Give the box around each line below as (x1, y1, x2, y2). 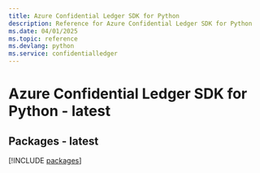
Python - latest (8, 102, 111, 120)
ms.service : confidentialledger (8, 50, 118, 58)
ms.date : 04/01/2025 (8, 27, 79, 35)
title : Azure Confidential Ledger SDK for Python (8, 11, 180, 20)
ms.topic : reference (8, 34, 79, 43)
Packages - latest (8, 134, 99, 148)
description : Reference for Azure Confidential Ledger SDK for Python (8, 19, 253, 28)
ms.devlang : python (8, 42, 75, 50)
